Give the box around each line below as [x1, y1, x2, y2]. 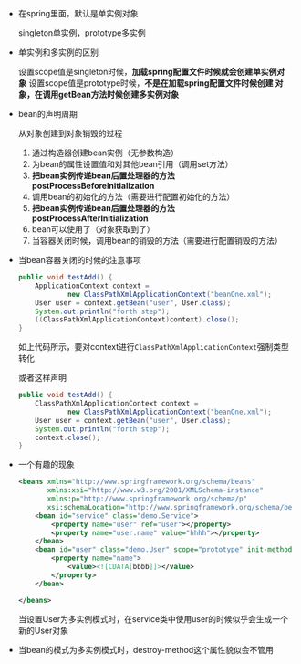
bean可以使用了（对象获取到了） [31, 224, 155, 235]
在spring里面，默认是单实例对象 [17, 8, 139, 18]
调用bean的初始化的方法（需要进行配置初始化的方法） [31, 191, 235, 202]
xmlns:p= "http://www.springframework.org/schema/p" [47, 494, 248, 503]
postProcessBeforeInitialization [31, 181, 155, 191]
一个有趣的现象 [17, 459, 75, 470]
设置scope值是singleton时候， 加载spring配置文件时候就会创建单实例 [17, 67, 277, 77]
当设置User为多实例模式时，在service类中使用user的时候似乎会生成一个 [17, 613, 289, 624]
